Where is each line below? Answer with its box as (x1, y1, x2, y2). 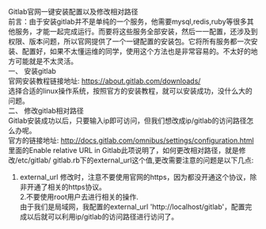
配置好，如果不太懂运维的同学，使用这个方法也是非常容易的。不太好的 (21, 47, 251, 55)
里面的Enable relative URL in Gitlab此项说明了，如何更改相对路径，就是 (8, 146, 239, 155)
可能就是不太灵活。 (14, 56, 78, 66)
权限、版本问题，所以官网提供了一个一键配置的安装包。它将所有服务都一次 (8, 36, 251, 46)
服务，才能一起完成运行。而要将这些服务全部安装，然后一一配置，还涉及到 (14, 27, 258, 36)
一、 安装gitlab (8, 67, 57, 75)
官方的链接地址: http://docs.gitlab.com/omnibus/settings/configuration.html (8, 135, 255, 145)
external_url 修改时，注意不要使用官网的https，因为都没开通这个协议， (19, 173, 251, 181)
